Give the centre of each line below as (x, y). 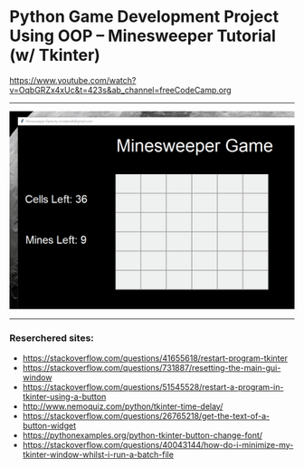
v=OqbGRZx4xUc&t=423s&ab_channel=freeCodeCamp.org (121, 90)
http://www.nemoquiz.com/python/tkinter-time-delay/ (123, 406)
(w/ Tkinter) (55, 55)
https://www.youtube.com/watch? (73, 80)
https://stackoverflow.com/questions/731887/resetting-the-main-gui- (152, 367)
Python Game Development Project (144, 17)
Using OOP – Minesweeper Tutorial (142, 36)
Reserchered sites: (52, 338)
